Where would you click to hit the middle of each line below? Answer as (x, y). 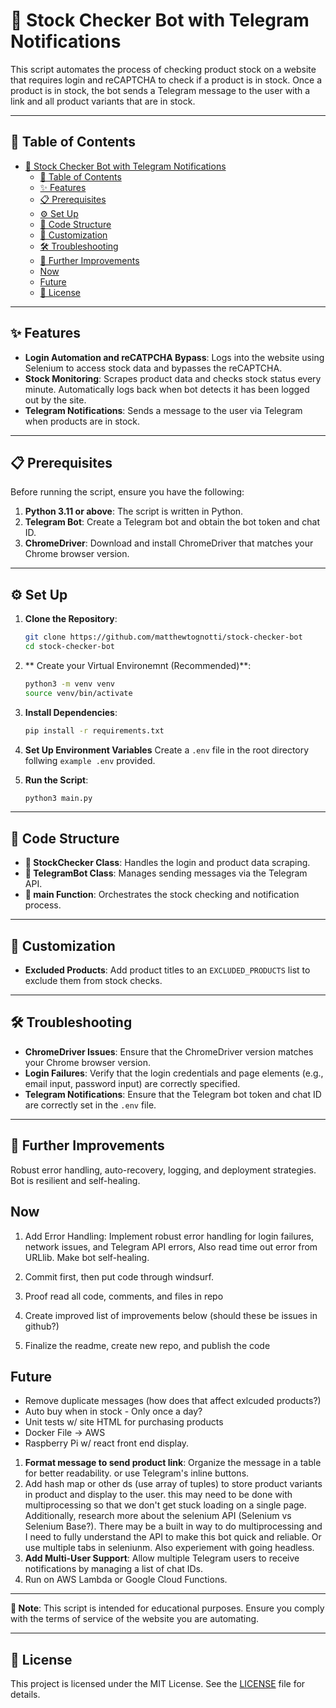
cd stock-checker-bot (69, 647)
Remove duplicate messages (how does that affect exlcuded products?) (173, 1401)
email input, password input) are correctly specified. (132, 1083)
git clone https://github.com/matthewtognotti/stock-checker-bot (163, 637)
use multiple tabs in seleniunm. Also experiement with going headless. (169, 1548)
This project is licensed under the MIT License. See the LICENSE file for (158, 1684)
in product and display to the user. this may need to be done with (158, 1495)
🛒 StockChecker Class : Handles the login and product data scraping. (167, 863)
